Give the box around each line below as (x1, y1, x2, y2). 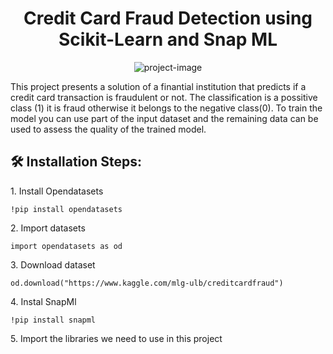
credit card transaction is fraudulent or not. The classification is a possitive (10, 91, 318, 103)
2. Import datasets (10, 222, 86, 234)
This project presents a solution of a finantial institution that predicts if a (10, 80, 307, 92)
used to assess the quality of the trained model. (10, 123, 207, 135)
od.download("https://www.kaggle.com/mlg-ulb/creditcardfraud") (10, 278, 284, 288)
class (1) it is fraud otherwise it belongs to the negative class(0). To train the (10, 102, 323, 114)
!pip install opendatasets (10, 204, 123, 214)
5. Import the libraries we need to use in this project (10, 332, 223, 344)
